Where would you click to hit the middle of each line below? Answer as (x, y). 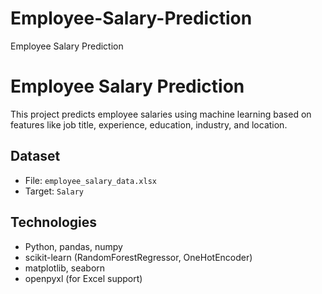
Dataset (35, 156)
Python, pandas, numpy (73, 246)
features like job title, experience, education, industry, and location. (149, 124)
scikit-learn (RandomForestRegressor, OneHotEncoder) (138, 257)
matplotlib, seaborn (65, 268)
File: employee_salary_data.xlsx (90, 180)
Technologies (54, 222)
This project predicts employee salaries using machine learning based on (161, 114)
